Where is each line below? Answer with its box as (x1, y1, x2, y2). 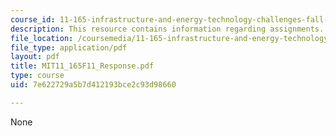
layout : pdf (10, 52, 60, 62)
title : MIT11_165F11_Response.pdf (10, 61, 155, 71)
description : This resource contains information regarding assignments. (10, 24, 325, 34)
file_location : (10, 33, 74, 43)
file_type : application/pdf (10, 42, 128, 53)
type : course (10, 71, 65, 81)
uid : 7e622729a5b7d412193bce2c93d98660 (10, 80, 177, 90)
